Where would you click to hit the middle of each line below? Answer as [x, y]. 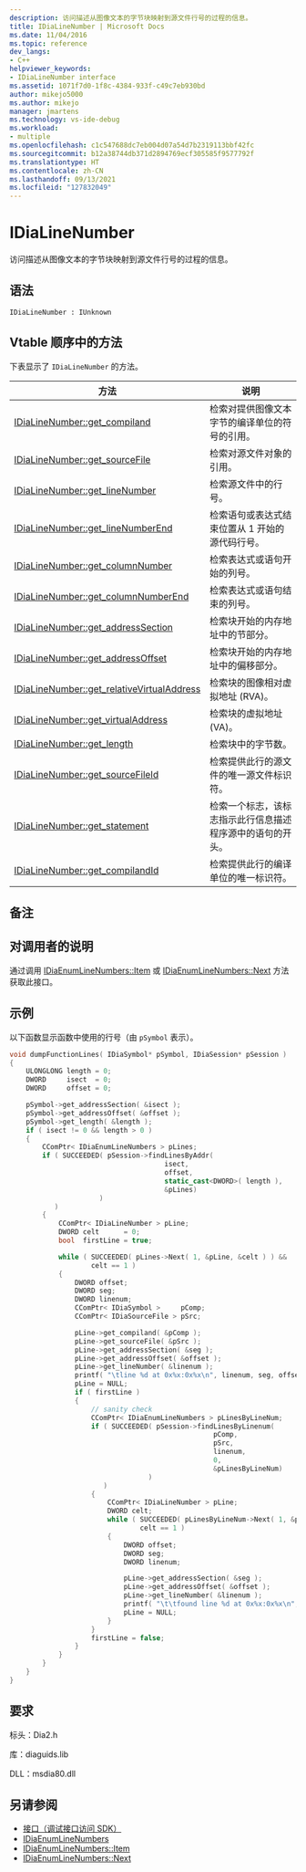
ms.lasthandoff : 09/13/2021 [63, 179]
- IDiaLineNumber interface [63, 78]
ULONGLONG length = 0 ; [69, 1072]
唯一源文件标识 [260, 775]
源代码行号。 [237, 542]
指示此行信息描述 [255, 820]
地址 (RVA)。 [246, 696]
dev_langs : [30, 52]
